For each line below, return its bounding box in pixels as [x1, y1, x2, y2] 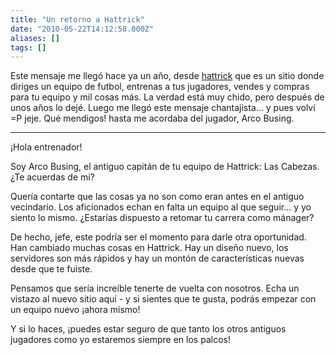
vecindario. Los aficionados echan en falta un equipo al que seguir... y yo [10, 201, 312, 213]
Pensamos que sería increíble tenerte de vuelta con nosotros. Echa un [10, 282, 300, 295]
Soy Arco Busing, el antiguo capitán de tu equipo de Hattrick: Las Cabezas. [10, 161, 320, 173]
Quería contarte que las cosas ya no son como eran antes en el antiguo [10, 191, 305, 203]
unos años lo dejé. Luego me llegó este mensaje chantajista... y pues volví [10, 102, 316, 114]
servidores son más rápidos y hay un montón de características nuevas [10, 252, 305, 265]
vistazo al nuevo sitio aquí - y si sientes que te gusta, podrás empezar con [10, 293, 317, 305]
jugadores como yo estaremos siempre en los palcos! [10, 334, 231, 346]
